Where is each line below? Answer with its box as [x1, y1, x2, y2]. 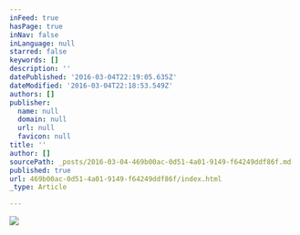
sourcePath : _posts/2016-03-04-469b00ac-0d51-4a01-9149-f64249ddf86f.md [9, 157, 292, 167]
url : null [17, 124, 55, 133]
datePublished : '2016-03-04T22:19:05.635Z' [9, 73, 178, 82]
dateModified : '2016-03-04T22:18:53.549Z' [9, 81, 173, 90]
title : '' [9, 140, 47, 149]
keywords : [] [9, 56, 59, 65]
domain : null [17, 115, 67, 124]
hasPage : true [9, 22, 64, 31]
